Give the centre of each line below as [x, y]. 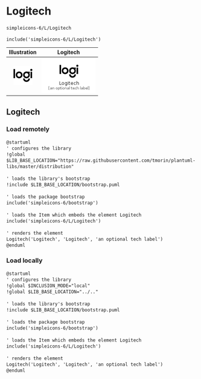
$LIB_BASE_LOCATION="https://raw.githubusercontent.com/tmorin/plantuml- [101, 160]
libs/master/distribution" [40, 166]
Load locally [24, 260]
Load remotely [28, 129]
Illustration [23, 52]
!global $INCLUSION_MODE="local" [48, 286]
